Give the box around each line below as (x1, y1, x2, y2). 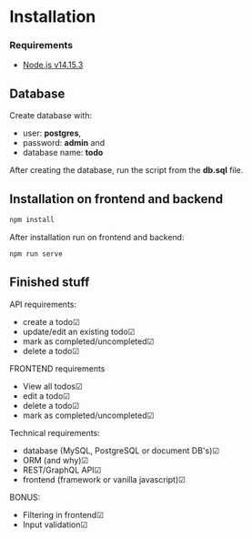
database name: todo (22, 147, 104, 158)
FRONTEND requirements (9, 362, 106, 374)
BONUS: (9, 492, 41, 503)
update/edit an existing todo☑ (22, 326, 136, 337)
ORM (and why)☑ (22, 454, 89, 465)
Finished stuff (9, 275, 90, 290)
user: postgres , (22, 127, 82, 138)
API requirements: (9, 299, 77, 310)
